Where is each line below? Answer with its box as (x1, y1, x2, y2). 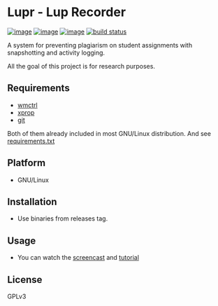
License (7, 274, 43, 286)
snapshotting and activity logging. (7, 48, 106, 57)
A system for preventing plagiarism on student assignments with (7, 41, 193, 49)
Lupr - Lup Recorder (7, 4, 126, 20)
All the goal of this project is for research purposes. (7, 62, 156, 70)
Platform (7, 157, 46, 169)
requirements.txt (7, 137, 55, 145)
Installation (7, 195, 57, 207)
